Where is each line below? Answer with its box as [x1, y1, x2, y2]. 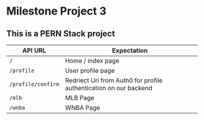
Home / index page [64, 56, 120, 65]
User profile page [64, 67, 115, 75]
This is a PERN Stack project [6, 28, 115, 39]
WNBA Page [64, 104, 100, 112]
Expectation [112, 47, 148, 55]
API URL [22, 47, 47, 55]
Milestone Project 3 [6, 4, 107, 18]
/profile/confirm [9, 81, 59, 87]
